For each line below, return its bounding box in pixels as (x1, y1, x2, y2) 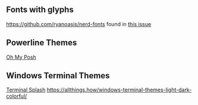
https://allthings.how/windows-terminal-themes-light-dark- (46, 86, 192, 94)
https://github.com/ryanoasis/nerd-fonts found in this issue (6, 20, 152, 27)
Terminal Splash (6, 86, 46, 94)
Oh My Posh (6, 53, 37, 61)
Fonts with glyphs (6, 5, 74, 15)
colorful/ (6, 93, 27, 100)
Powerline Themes (6, 38, 77, 48)
